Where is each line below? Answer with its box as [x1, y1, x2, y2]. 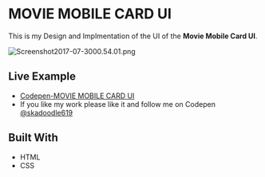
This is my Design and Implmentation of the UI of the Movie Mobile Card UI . [8, 31, 258, 41]
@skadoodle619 [19, 108, 73, 117]
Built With [8, 131, 58, 144]
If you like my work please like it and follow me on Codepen [19, 99, 216, 108]
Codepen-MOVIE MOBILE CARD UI [19, 91, 135, 100]
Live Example [8, 69, 76, 84]
